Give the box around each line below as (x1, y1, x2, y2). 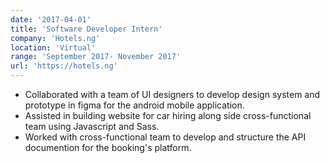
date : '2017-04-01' (10, 14, 92, 25)
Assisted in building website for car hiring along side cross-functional (24, 110, 312, 121)
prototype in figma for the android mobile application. (24, 99, 245, 111)
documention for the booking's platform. (24, 142, 192, 153)
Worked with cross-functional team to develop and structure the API (24, 131, 307, 143)
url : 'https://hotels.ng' (10, 61, 118, 71)
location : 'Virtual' (10, 42, 97, 53)
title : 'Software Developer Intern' (10, 24, 163, 34)
